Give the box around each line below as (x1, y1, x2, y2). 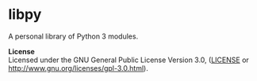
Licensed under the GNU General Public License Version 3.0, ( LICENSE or (8, 55, 250, 64)
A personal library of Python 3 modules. (8, 31, 139, 41)
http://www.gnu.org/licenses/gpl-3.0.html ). (8, 63, 148, 72)
